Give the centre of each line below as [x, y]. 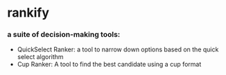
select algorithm [40, 57]
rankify [28, 13]
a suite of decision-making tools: [64, 35]
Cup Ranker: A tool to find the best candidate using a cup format [109, 65]
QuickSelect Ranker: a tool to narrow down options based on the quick [118, 49]
